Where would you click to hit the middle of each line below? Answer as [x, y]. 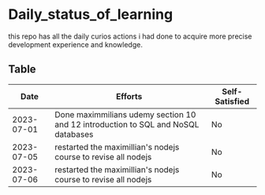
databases [74, 134]
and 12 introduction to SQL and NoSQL [127, 124]
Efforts [129, 96]
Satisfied [232, 101]
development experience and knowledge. [76, 44]
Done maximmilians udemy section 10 [125, 114]
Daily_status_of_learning [91, 15]
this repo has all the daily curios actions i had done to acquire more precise [130, 36]
